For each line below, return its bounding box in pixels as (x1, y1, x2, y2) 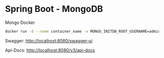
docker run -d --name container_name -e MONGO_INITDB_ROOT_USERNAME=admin (5, 29, 161, 34)
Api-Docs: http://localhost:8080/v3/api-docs (5, 47, 95, 53)
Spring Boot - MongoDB (5, 3, 103, 15)
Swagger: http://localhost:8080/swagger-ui (5, 38, 93, 43)
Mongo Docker (5, 19, 35, 25)
